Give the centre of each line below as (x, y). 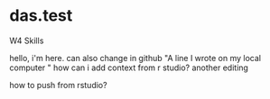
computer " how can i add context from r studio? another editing (129, 67)
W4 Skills (27, 40)
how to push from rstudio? (58, 85)
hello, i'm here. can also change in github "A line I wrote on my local (135, 58)
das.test (41, 16)
